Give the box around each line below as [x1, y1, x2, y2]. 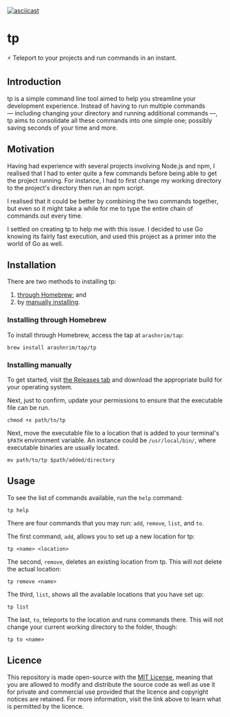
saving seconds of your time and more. [7, 124, 118, 132]
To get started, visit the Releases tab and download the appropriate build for [7, 375, 223, 384]
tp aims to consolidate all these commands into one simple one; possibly [7, 116, 213, 124]
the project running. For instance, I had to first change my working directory [7, 176, 222, 185]
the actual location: [7, 565, 62, 573]
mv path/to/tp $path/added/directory [7, 457, 115, 464]
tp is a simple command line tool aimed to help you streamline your [7, 94, 196, 102]
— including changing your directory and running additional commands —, [7, 109, 218, 117]
